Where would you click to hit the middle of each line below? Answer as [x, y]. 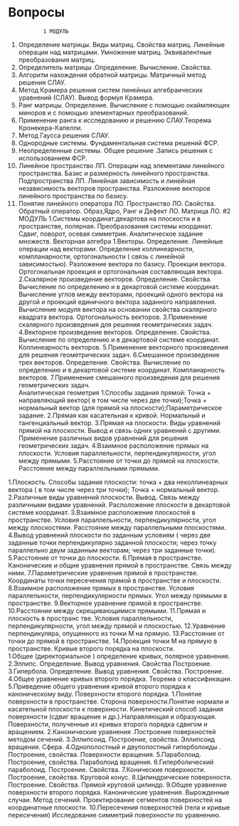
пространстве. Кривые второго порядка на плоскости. [91, 648]
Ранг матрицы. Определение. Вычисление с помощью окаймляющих [124, 105]
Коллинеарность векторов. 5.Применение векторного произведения [123, 347]
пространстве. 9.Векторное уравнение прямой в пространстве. [106, 603]
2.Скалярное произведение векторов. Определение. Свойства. [115, 279]
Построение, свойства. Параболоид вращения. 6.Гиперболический [111, 762]
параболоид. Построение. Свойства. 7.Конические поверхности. [107, 769]
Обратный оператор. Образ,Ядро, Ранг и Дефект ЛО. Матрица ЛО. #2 [124, 211]
